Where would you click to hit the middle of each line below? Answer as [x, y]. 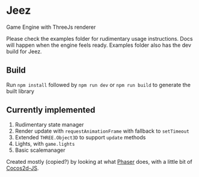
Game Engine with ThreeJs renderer [51, 27]
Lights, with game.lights [45, 143]
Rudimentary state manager [49, 124]
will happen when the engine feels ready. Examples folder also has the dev [99, 45]
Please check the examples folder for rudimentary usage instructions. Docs [100, 38]
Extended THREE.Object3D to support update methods [80, 137]
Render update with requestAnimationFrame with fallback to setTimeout [102, 131]
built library [20, 91]
